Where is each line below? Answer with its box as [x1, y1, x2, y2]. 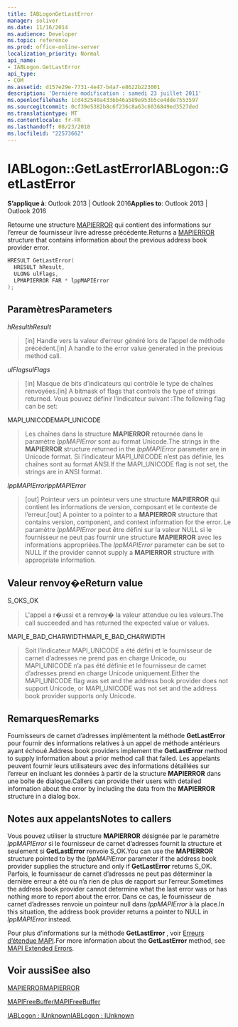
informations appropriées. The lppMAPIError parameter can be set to [24, 540, 225, 549]
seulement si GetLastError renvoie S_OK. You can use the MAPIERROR [7, 847, 213, 855]
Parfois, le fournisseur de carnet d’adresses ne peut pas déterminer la [7, 869, 212, 878]
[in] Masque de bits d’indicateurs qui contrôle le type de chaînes [24, 379, 214, 387]
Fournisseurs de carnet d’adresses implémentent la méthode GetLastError [7, 732, 226, 740]
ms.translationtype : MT [7, 110, 78, 117]
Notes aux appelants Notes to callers [7, 812, 172, 824]
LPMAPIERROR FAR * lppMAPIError [13, 277, 110, 284]
